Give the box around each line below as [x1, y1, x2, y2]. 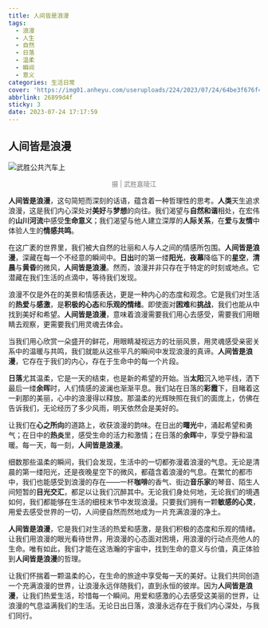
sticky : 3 [8, 101, 41, 109]
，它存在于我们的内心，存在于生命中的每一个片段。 [15, 356, 183, 365]
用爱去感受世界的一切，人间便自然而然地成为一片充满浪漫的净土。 [8, 507, 225, 516]
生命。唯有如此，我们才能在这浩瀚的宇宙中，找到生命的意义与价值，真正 [8, 543, 246, 553]
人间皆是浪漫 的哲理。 [15, 554, 85, 563]
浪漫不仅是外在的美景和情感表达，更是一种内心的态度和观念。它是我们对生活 [8, 289, 260, 299]
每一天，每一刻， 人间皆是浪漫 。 [22, 440, 128, 449]
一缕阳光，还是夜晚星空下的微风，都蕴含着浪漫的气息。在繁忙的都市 [29, 467, 253, 476]
